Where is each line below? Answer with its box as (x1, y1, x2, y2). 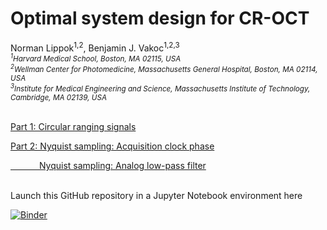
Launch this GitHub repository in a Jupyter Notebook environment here (10, 190, 303, 202)
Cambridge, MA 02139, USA (10, 93, 107, 103)
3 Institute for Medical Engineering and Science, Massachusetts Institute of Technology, (10, 82, 311, 94)
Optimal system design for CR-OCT (10, 7, 310, 30)
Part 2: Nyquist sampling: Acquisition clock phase (10, 140, 215, 152)
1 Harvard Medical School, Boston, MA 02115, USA (10, 52, 182, 64)
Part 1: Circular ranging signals (10, 121, 137, 133)
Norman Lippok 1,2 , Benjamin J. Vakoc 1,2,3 (10, 40, 180, 54)
